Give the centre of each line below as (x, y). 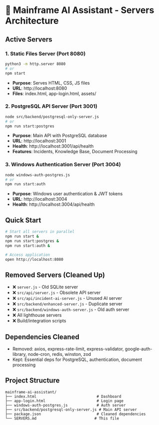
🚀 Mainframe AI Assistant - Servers (80, 10)
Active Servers (29, 39)
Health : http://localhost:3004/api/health (53, 204)
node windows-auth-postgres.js (38, 175)
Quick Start (23, 220)
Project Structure (32, 381)
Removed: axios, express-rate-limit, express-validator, (68, 349)
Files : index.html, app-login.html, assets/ (54, 93)
